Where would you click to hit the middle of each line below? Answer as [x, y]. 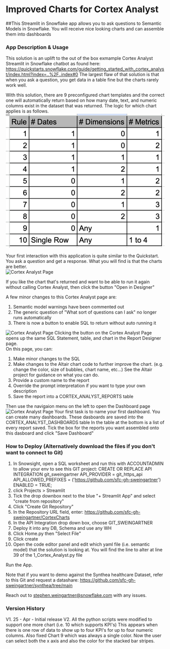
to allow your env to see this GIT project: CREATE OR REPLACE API [82, 469]
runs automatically [32, 317]
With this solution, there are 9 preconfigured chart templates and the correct [85, 95]
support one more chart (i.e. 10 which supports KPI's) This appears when [82, 625]
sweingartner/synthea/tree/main [39, 585]
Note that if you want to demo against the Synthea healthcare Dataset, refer [84, 575]
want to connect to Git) [35, 452]
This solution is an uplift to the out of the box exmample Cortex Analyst [79, 58]
